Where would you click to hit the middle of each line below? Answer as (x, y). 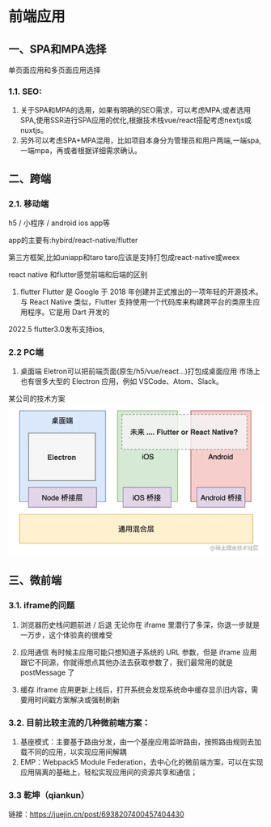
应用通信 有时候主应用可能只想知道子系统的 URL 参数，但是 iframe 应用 (138, 652)
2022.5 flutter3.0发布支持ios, (57, 329)
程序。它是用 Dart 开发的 (68, 312)
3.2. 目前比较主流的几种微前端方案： (80, 723)
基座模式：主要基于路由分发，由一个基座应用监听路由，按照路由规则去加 (140, 742)
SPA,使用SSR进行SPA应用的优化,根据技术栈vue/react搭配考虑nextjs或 (136, 120)
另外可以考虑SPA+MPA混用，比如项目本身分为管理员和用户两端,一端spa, (140, 141)
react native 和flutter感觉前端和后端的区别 (78, 274)
